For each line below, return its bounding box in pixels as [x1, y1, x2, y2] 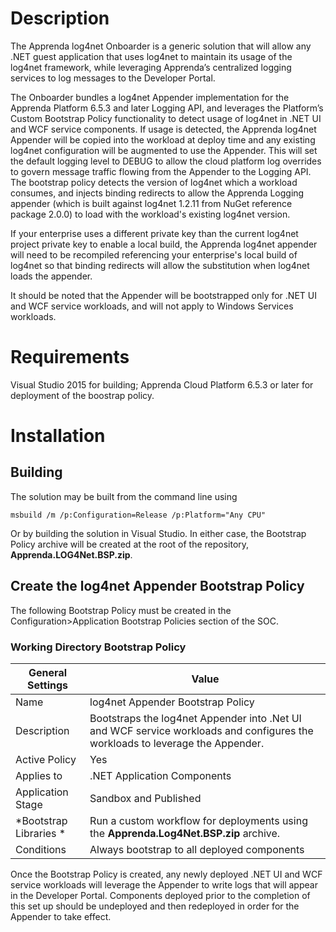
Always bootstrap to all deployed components [89, 842, 305, 856]
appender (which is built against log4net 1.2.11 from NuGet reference [10, 197, 293, 209]
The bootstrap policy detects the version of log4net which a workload [10, 176, 298, 188]
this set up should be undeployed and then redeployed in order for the [10, 900, 300, 912]
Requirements [10, 346, 130, 369]
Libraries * [15, 826, 67, 840]
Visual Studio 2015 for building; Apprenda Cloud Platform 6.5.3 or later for [10, 378, 314, 391]
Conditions [15, 842, 67, 856]
